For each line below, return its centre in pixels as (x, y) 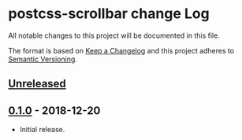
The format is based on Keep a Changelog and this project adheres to (121, 50)
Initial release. (42, 130)
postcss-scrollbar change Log (109, 14)
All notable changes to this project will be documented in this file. (114, 35)
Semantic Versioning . (43, 59)
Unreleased (37, 84)
